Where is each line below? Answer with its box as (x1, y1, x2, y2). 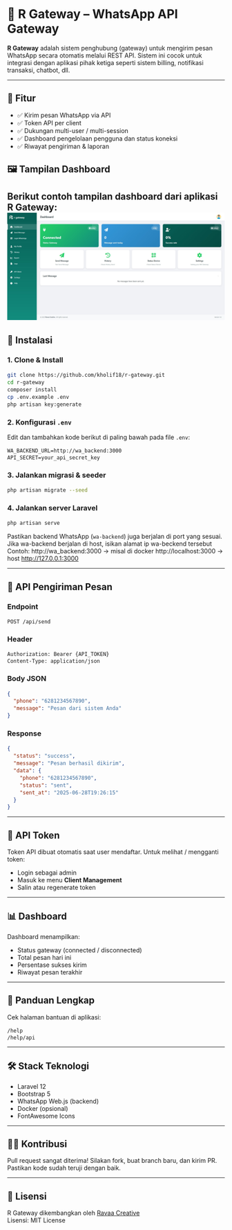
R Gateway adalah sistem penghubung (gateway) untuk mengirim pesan (7, 44, 213, 52)
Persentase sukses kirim (17, 961, 88, 969)
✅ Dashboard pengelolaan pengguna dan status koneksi (17, 134, 178, 143)
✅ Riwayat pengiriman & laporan (17, 142, 109, 150)
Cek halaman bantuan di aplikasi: (7, 1013, 101, 1021)
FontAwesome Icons (17, 1112, 75, 1120)
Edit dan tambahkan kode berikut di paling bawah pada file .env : (7, 433, 191, 441)
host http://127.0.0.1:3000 (7, 554, 79, 563)
